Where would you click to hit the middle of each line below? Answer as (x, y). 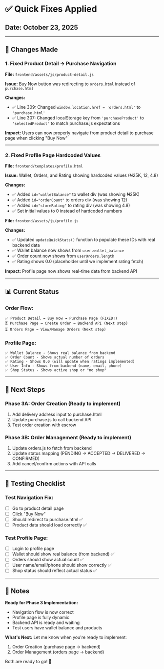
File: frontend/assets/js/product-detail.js (50, 74)
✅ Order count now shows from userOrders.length (63, 256)
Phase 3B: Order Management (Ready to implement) (68, 437)
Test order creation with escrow (44, 425)
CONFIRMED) (26, 458)
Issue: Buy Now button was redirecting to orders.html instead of (70, 84)
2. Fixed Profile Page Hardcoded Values (53, 155)
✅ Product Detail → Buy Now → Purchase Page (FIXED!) (61, 318)
